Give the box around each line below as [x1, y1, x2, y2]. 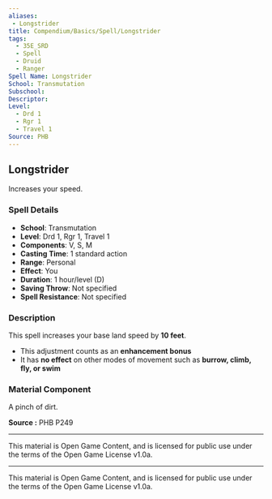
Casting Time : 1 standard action [19, 248, 128, 258]
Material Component [8, 383, 91, 394]
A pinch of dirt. [8, 402, 58, 412]
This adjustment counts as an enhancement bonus [19, 346, 192, 356]
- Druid [15, 58, 42, 66]
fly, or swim [19, 363, 61, 373]
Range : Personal [19, 257, 76, 267]
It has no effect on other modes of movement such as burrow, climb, [19, 355, 252, 365]
